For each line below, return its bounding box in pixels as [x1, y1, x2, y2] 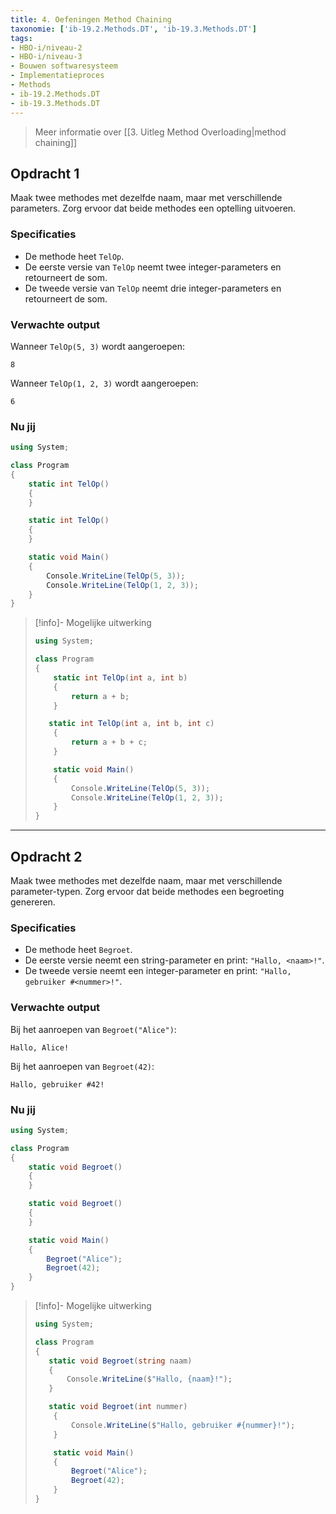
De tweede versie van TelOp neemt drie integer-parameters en [24, 282, 282, 294]
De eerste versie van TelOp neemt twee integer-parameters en [24, 261, 282, 273]
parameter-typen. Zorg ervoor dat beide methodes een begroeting [10, 886, 285, 898]
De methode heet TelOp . [24, 250, 125, 262]
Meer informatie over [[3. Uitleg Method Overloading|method [34, 126, 287, 138]
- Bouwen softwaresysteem [10, 61, 118, 71]
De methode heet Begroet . [24, 944, 133, 956]
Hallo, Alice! [10, 1042, 70, 1053]
